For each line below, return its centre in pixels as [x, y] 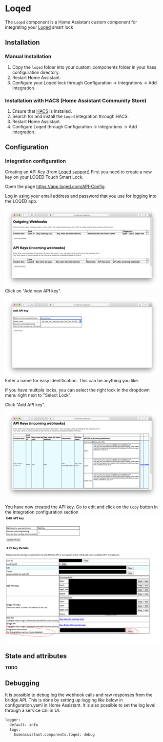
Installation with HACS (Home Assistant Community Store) [76, 101]
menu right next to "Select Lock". [38, 395]
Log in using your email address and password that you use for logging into [81, 196]
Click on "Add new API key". [33, 290]
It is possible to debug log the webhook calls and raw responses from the [79, 695]
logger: [13, 720]
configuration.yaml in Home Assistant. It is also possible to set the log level [80, 705]
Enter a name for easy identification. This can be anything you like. [72, 381]
